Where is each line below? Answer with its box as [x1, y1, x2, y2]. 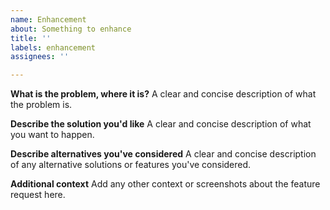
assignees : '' [10, 52, 70, 62]
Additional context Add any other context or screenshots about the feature [10, 178, 321, 190]
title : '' [10, 33, 52, 43]
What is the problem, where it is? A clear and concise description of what [10, 88, 317, 100]
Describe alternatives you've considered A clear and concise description [10, 148, 317, 160]
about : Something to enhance [10, 24, 132, 34]
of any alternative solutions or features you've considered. [10, 159, 252, 171]
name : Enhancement [10, 14, 87, 25]
